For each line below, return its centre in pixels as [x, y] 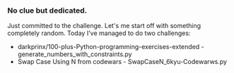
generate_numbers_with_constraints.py [75, 54]
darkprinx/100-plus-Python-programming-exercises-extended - [111, 47]
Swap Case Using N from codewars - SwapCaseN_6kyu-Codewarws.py [122, 62]
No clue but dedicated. [47, 11]
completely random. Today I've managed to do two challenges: [99, 33]
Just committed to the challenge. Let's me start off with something [104, 26]
